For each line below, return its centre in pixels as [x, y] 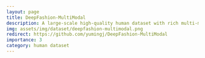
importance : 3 [24, 40]
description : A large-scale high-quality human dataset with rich [92, 23]
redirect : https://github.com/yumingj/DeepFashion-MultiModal [87, 34]
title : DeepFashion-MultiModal [46, 18]
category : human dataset [38, 46]
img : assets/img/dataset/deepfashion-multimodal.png [75, 29]
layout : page [23, 12]
